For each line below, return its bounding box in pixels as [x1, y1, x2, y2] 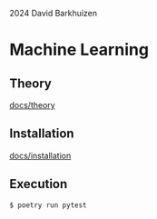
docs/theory [9, 100, 56, 110]
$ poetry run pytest [9, 200, 88, 210]
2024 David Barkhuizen [9, 8, 98, 18]
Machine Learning [9, 40, 150, 60]
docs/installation [9, 150, 72, 161]
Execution [9, 176, 68, 192]
